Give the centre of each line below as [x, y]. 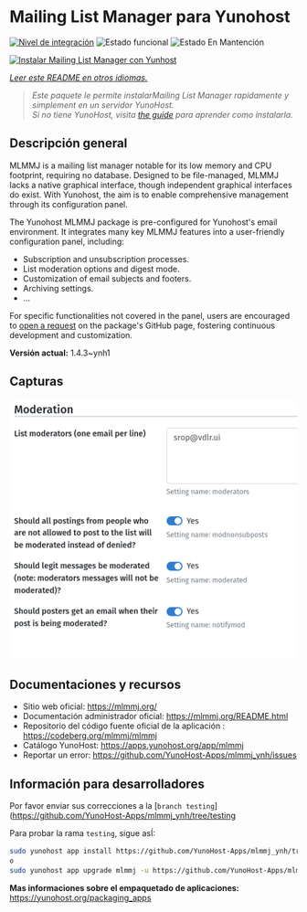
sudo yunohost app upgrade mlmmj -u [79, 870]
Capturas [37, 382]
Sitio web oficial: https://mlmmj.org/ [90, 706]
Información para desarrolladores [107, 784]
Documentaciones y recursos [95, 684]
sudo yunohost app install [61, 852]
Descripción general [69, 143]
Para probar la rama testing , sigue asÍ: [82, 833]
